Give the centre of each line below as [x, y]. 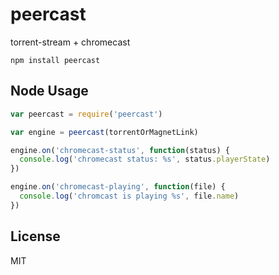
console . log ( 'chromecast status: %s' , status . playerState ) [145, 159]
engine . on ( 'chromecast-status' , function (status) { [120, 150]
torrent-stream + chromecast [70, 42]
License [35, 236]
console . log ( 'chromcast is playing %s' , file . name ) [129, 196]
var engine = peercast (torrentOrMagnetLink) [104, 132]
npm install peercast [55, 60]
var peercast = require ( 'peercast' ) [86, 114]
